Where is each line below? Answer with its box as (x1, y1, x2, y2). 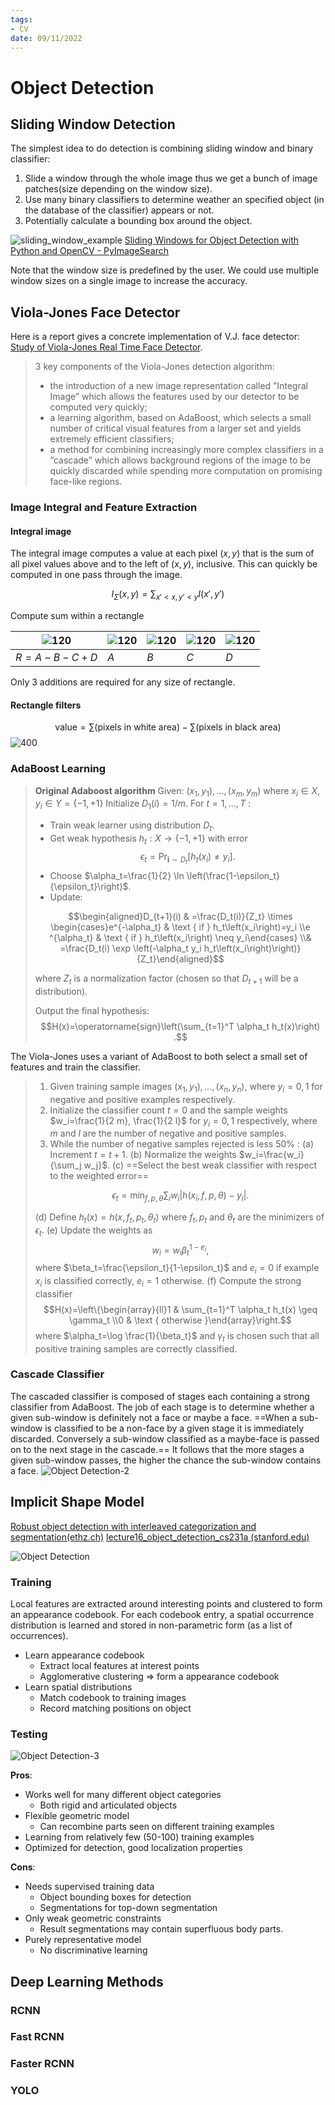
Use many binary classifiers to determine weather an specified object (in (24, 194, 325, 206)
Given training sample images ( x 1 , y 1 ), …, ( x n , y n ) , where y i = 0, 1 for (49, 1080, 323, 1095)
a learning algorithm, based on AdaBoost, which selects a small (49, 412, 312, 424)
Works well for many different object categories (24, 1789, 222, 1801)
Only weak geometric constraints (24, 1912, 162, 1925)
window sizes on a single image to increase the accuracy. (10, 275, 248, 287)
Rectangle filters (10, 699, 82, 711)
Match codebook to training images (39, 1691, 187, 1703)
